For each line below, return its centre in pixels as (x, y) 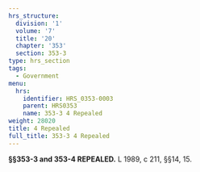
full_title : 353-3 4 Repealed (59, 136)
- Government (37, 76)
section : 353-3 (41, 53)
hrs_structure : (34, 16)
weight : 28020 (32, 121)
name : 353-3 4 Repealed (63, 114)
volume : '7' (36, 31)
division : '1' (39, 23)
